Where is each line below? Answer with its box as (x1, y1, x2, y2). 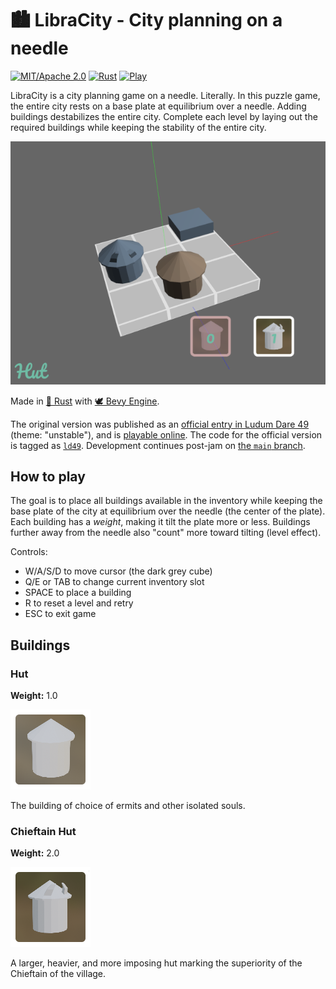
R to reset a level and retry (24, 597, 134, 609)
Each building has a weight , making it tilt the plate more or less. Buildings (10, 516, 311, 528)
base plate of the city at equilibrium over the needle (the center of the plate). (10, 505, 326, 517)
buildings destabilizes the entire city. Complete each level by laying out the (10, 110, 318, 122)
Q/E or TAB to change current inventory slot (24, 576, 205, 588)
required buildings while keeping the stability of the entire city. (10, 121, 267, 133)
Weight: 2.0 (10, 847, 60, 859)
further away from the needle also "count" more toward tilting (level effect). (10, 527, 322, 539)
